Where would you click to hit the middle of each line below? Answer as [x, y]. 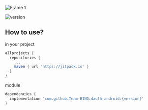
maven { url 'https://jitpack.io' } [52, 67]
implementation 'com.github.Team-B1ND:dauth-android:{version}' [77, 99]
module [13, 85]
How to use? [25, 33]
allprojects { [20, 53]
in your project [20, 44]
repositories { [25, 58]
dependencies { [21, 94]
